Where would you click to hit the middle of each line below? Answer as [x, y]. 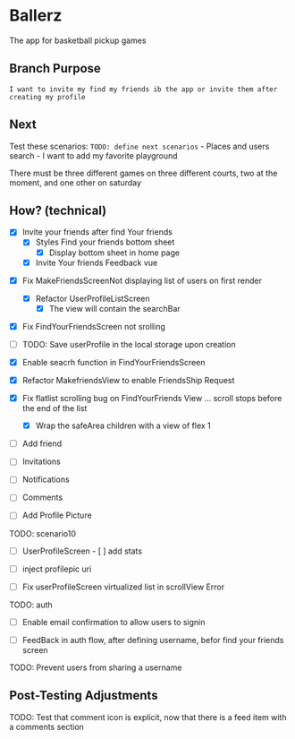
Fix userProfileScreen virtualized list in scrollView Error [123, 587]
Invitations [41, 461]
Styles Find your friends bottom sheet [105, 242]
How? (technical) [58, 210]
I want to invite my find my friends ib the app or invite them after [143, 89]
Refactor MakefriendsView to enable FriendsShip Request [128, 380]
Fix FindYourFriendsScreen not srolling [93, 326]
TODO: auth [31, 605]
